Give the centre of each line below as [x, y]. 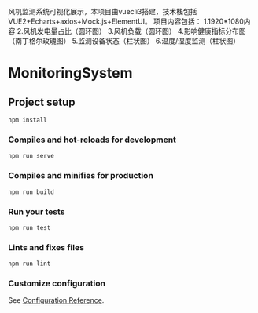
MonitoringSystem [70, 73]
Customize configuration [57, 283]
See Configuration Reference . [56, 300]
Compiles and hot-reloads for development [92, 140]
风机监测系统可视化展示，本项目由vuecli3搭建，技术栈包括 [103, 11]
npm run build [31, 192]
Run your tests [37, 212]
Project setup [42, 102]
